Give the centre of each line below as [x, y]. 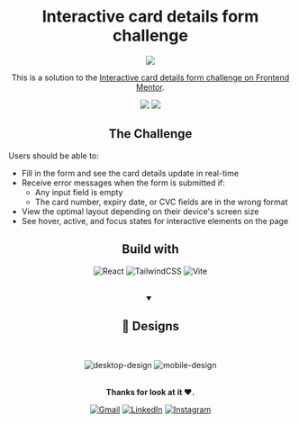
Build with [150, 249]
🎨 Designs [150, 326]
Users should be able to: [54, 156]
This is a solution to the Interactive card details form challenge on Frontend [150, 77]
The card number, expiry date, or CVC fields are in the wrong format [162, 202]
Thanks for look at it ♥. [150, 392]
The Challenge [150, 134]
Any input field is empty [79, 192]
